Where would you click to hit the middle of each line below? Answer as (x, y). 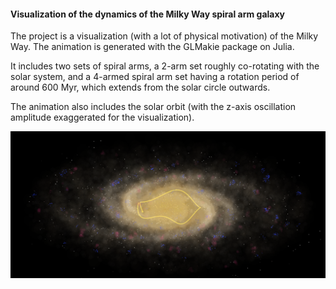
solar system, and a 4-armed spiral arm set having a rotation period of (155, 77)
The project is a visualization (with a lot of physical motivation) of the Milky (164, 36)
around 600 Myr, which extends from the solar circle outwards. (140, 87)
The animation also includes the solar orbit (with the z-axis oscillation (153, 107)
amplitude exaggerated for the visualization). (102, 117)
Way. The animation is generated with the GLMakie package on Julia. (152, 47)
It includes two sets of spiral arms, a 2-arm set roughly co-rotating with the (165, 66)
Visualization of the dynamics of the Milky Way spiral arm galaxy (148, 14)
